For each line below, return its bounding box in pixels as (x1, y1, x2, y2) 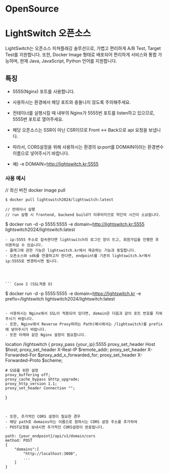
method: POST (5, 438, 33, 443)
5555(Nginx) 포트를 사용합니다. (12, 88, 75, 94)
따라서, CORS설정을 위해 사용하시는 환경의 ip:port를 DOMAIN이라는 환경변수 (12, 144, 164, 150)
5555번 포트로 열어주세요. (12, 116, 64, 122)
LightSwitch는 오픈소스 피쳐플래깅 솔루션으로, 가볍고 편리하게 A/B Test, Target (5, 45, 161, 51)
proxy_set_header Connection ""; (5, 386, 75, 391)
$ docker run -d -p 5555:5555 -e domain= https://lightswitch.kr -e (5, 290, 141, 297)
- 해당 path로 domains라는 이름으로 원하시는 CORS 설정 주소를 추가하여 (5, 420, 137, 425)
